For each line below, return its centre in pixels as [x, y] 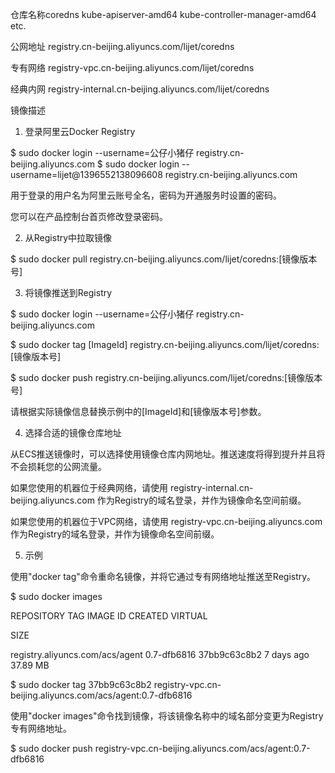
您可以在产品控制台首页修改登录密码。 [89, 216]
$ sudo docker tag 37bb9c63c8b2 [81, 684]
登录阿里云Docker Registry [80, 131]
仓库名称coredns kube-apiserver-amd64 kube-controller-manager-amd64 [163, 14]
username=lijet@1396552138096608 [86, 174]
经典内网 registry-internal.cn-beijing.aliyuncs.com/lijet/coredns [140, 89]
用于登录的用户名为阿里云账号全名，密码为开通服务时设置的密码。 [146, 195]
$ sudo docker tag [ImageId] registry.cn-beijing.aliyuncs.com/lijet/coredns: [165, 344]
